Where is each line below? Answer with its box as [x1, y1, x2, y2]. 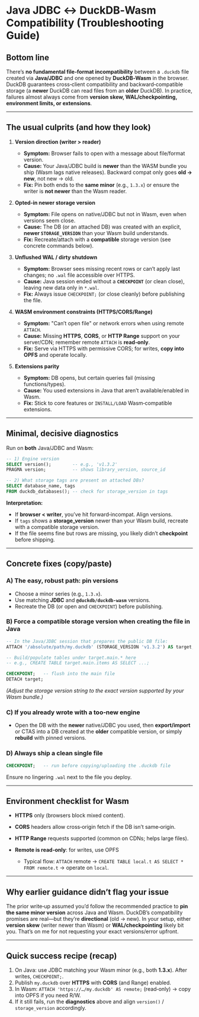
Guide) [6, 29, 40, 42]
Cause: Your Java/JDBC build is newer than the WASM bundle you [23, 162, 187, 169]
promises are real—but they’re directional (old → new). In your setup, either [6, 915, 191, 923]
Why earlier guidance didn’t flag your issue [6, 887, 169, 897]
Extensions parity [14, 363, 60, 370]
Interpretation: [6, 499, 43, 506]
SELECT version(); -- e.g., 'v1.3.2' [6, 461, 118, 467]
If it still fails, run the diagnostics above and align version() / [14, 998, 164, 1005]
